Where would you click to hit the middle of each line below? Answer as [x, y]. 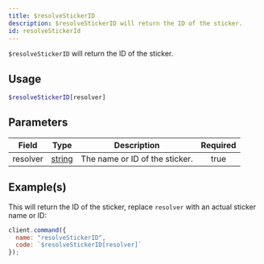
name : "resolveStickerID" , [61, 237]
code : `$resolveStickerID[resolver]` [79, 245]
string [62, 159]
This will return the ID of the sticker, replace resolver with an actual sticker [132, 207]
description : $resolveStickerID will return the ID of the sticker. [126, 23]
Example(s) [37, 187]
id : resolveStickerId [45, 31]
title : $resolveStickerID [52, 16]
